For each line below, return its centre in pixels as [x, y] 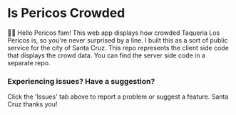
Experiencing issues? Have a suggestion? [81, 81]
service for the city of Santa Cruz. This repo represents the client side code [118, 48]
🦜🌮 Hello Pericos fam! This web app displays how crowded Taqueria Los [114, 33]
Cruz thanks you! [32, 104]
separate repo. [29, 62]
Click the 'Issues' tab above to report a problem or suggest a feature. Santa [118, 97]
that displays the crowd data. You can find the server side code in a [106, 55]
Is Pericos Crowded [66, 13]
